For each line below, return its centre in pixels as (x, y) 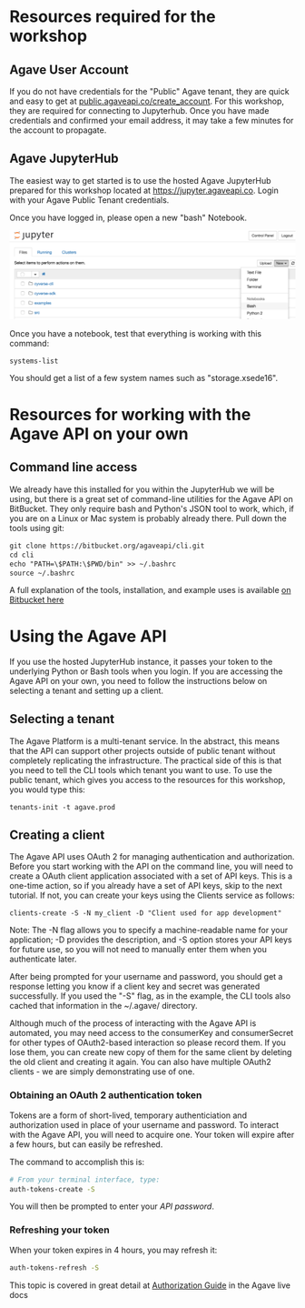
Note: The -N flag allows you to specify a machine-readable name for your (149, 931)
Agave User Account (69, 70)
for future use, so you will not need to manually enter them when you (138, 950)
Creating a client (57, 835)
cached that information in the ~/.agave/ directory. (103, 1006)
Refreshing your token (60, 1230)
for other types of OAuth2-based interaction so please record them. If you (148, 1042)
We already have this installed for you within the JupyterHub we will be (142, 489)
